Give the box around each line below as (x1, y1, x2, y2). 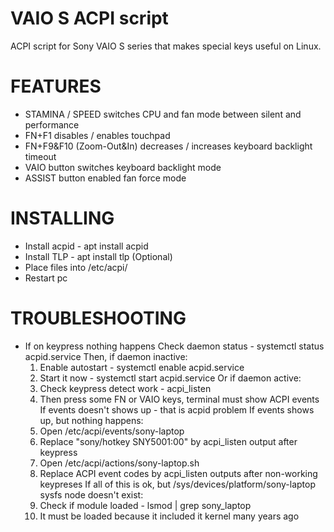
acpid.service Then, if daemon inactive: (24, 350, 188, 362)
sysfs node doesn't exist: (39, 488, 144, 501)
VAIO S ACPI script (10, 7, 169, 30)
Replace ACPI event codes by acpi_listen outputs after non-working (39, 467, 318, 479)
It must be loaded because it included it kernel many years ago (39, 510, 300, 522)
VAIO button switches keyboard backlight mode (24, 161, 222, 173)
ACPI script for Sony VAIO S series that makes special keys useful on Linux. (10, 40, 322, 52)
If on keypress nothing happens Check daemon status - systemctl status (24, 340, 325, 352)
